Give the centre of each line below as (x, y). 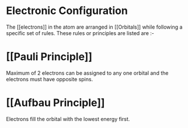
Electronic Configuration (67, 11)
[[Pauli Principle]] (49, 57)
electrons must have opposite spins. (50, 79)
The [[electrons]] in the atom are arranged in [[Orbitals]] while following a (94, 27)
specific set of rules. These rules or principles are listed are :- (80, 33)
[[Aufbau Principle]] (55, 103)
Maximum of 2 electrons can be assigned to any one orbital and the (87, 73)
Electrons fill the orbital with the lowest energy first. (68, 119)
